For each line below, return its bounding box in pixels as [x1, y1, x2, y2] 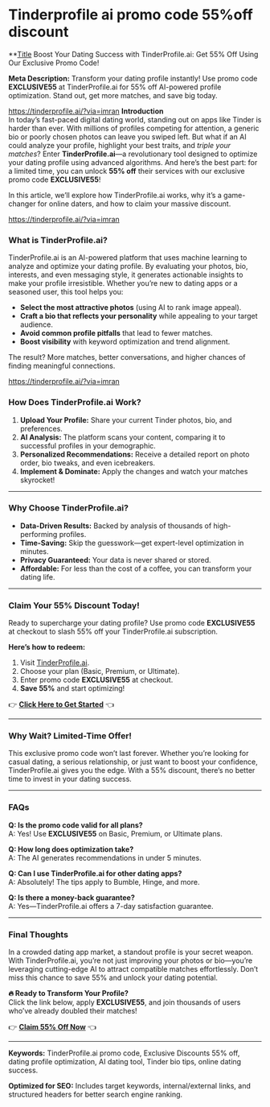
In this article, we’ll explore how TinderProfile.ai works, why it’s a [8, 190, 223, 200]
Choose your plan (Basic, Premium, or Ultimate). [19, 667, 180, 676]
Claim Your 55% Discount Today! [8, 600, 140, 611]
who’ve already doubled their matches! [8, 1006, 138, 1016]
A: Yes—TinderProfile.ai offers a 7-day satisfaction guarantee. [8, 901, 214, 911]
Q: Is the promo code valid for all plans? [8, 820, 143, 830]
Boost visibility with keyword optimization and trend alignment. [19, 337, 231, 347]
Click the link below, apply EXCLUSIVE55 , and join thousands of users [8, 998, 241, 1007]
